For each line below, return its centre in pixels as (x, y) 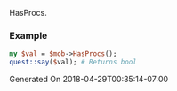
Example (28, 35)
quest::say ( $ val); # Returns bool (73, 62)
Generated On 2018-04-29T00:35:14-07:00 (89, 80)
